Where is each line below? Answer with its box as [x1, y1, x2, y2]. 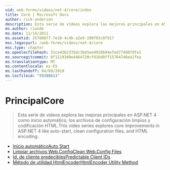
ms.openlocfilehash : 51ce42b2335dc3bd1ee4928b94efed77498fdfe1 [5, 50, 142, 55]
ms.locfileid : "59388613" [5, 73, 60, 78]
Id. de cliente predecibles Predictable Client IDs [12, 154, 110, 160]
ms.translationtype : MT [5, 59, 56, 64]
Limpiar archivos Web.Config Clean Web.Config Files [12, 148, 122, 154]
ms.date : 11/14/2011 [5, 31, 49, 36]
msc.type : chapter [5, 45, 44, 50]
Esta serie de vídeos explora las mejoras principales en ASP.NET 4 [17, 112, 157, 118]
